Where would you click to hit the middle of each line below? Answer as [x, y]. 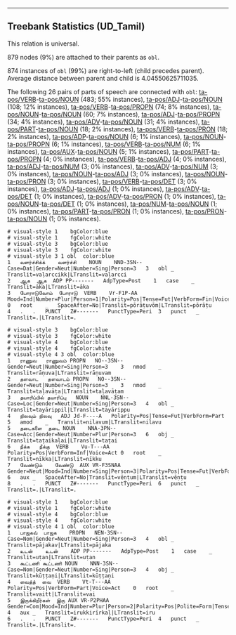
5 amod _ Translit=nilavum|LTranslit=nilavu [84, 422]
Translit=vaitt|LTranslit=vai [52, 594]
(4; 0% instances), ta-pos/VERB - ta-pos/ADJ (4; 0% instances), [135, 159]
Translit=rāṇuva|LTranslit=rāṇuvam [59, 373]
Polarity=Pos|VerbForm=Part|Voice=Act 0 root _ [91, 588]
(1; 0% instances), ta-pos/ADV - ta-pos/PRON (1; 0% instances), [125, 196]
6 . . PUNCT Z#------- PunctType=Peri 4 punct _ [103, 619]
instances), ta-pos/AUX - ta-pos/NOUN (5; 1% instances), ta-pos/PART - [110, 151]
